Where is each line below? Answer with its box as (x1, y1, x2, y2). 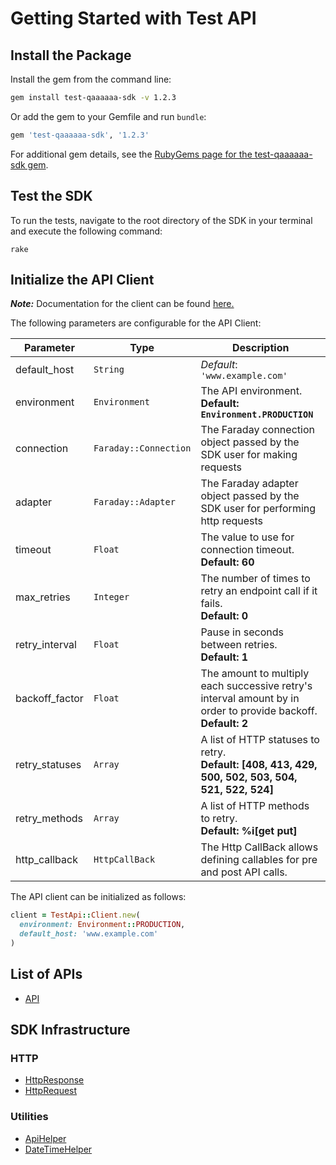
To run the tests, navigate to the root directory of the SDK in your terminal (10, 214, 313, 226)
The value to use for (200, 530, 295, 544)
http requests (200, 514, 264, 528)
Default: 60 (200, 555, 255, 569)
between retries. (200, 638, 278, 652)
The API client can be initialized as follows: (10, 891, 187, 903)
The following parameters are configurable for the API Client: (10, 317, 262, 329)
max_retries (15, 590, 71, 604)
